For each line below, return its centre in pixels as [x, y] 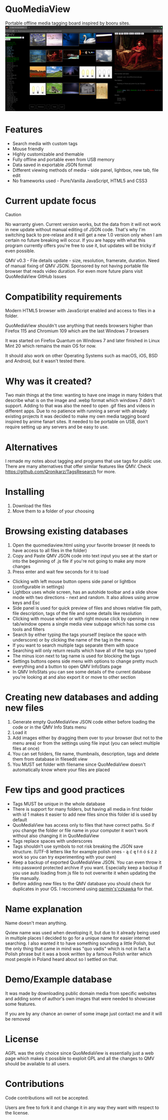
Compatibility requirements [64, 297]
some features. [21, 1004]
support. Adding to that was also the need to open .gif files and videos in [80, 406]
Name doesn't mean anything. [36, 923]
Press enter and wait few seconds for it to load [60, 572]
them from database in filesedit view [50, 759]
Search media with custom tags [45, 143]
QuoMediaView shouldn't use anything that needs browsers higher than [79, 326]
